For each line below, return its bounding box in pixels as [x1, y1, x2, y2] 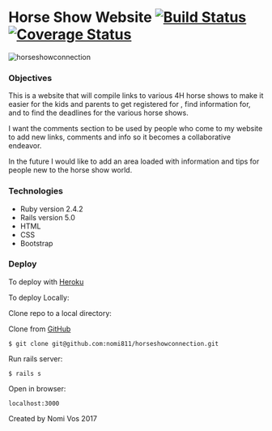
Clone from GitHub [8, 324, 71, 334]
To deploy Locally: [8, 292, 70, 302]
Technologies [8, 186, 63, 197]
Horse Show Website [8, 8, 152, 27]
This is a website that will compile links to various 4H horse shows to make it [8, 91, 264, 100]
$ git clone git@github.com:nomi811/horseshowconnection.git [8, 339, 219, 348]
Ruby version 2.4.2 [19, 203, 83, 214]
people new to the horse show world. [8, 165, 133, 175]
